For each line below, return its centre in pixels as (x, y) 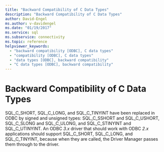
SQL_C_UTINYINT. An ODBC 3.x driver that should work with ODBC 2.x (77, 129)
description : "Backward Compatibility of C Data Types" (64, 14)
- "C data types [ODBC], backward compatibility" (61, 64)
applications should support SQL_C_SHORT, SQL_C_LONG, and (69, 134)
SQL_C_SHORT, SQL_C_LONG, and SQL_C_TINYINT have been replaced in (80, 113)
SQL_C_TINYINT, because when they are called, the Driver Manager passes (82, 139)
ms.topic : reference (26, 42)
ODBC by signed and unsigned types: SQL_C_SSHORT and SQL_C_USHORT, (82, 118)
